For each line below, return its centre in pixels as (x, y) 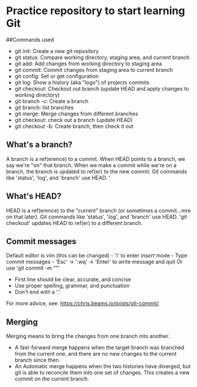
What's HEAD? (34, 196)
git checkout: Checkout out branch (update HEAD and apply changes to (102, 88)
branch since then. (37, 360)
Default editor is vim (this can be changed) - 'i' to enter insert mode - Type (97, 256)
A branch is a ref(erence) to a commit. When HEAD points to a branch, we (96, 159)
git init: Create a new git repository (57, 51)
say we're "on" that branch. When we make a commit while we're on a (91, 165)
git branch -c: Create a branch (51, 101)
